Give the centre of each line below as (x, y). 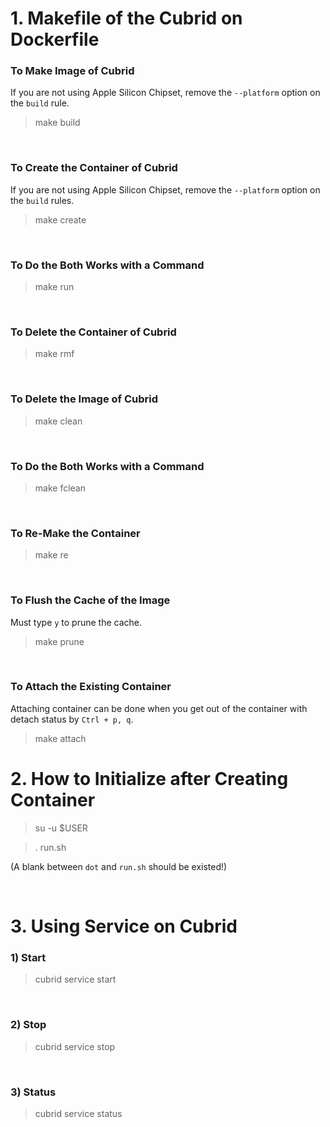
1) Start (28, 957)
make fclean (60, 488)
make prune (59, 641)
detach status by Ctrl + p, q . (72, 719)
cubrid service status (78, 1113)
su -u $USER (61, 828)
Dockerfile (55, 39)
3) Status (33, 1092)
